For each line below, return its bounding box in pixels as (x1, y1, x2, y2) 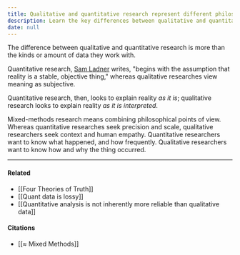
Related (7, 169, 31, 177)
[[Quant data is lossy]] (17, 192, 84, 201)
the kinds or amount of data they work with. (7, 51, 136, 59)
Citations (7, 224, 36, 232)
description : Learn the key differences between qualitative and (7, 17, 206, 24)
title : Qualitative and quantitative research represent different (7, 10, 213, 18)
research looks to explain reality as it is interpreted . (7, 101, 159, 110)
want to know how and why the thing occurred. (7, 146, 146, 154)
